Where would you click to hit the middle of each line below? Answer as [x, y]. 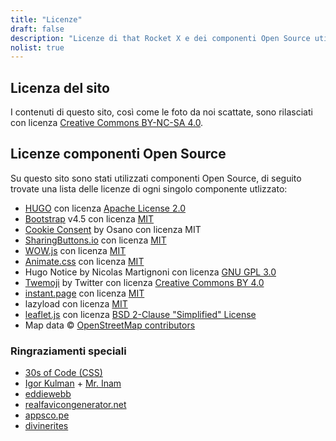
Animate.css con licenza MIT [84, 261]
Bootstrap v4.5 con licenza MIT [89, 218]
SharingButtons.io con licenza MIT [95, 240]
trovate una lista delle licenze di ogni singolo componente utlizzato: [149, 188]
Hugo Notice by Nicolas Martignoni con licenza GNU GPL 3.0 [150, 272]
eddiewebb [48, 394]
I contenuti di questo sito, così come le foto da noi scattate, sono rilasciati [161, 112]
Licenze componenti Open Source [118, 154]
